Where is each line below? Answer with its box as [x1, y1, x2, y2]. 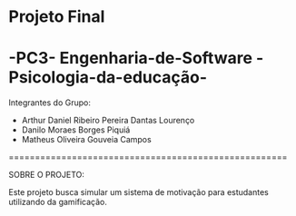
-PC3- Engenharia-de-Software [8, 48, 253, 69]
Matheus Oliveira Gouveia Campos [21, 134, 152, 145]
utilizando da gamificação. [8, 197, 108, 208]
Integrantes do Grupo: [8, 97, 92, 108]
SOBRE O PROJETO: [8, 170, 85, 181]
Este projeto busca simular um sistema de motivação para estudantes [8, 187, 269, 198]
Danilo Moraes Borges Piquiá [21, 124, 131, 135]
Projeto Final [8, 6, 105, 27]
